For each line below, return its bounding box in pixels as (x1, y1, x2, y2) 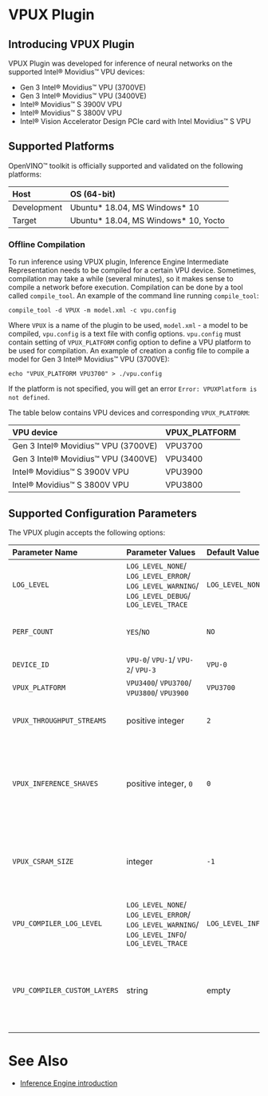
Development (12, 201, 62, 213)
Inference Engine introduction (19, 1078, 118, 1088)
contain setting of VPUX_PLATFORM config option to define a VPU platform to (8, 337, 251, 347)
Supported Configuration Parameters (8, 506, 198, 520)
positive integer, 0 (126, 778, 193, 789)
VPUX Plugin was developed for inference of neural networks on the (8, 58, 233, 68)
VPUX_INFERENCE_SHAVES (12, 779, 98, 788)
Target (12, 214, 37, 225)
